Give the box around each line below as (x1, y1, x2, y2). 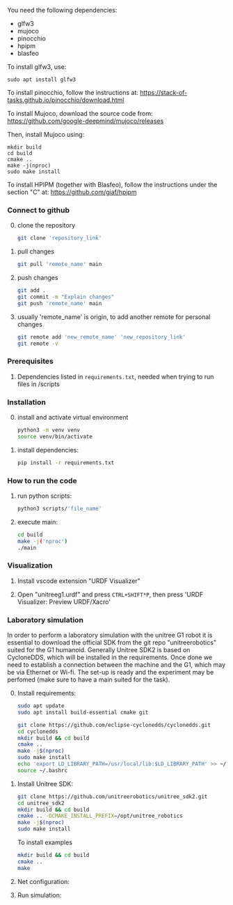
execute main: (17, 517, 58, 526)
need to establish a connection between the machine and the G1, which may (7, 661, 226, 669)
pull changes (17, 247, 54, 256)
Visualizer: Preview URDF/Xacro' (17, 597, 111, 606)
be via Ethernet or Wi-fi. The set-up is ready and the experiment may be (7, 668, 214, 677)
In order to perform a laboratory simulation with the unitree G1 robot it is (7, 631, 213, 640)
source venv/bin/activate (17, 433, 93, 440)
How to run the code (7, 476, 78, 485)
